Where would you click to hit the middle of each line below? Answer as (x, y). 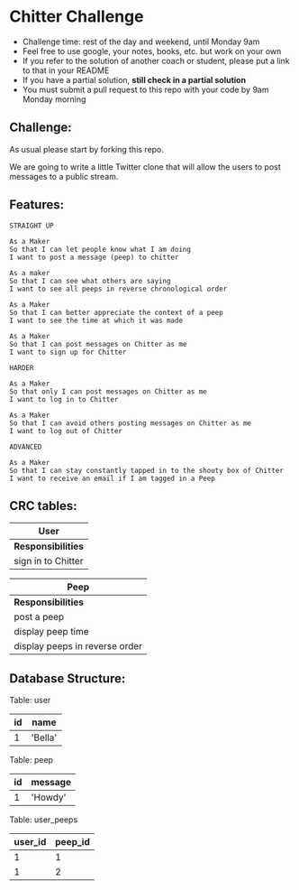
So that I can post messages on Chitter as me (98, 344)
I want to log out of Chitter (66, 431)
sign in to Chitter (49, 561)
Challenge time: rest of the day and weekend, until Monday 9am (141, 42)
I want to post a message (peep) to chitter (94, 257)
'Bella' (44, 737)
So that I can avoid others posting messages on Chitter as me (131, 423)
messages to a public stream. (64, 176)
